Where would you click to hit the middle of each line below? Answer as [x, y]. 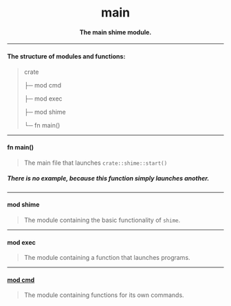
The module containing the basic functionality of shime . [102, 220]
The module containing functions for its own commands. [104, 295]
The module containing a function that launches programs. [107, 258]
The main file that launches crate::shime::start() [96, 163]
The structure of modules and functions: [66, 56]
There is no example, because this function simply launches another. [108, 178]
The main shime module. [115, 32]
